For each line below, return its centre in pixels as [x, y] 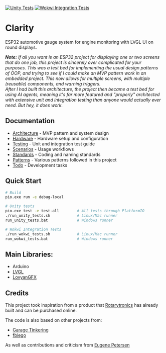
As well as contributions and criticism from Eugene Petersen [67, 345]
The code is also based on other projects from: [54, 320]
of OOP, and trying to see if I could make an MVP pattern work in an [76, 73]
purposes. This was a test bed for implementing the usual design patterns [82, 67]
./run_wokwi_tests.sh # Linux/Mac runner [61, 234]
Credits [17, 293]
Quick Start [23, 181]
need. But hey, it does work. [34, 105]
